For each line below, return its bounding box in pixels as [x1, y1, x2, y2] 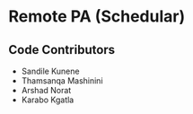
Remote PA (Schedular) [8, 6, 186, 27]
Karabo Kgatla [21, 94, 75, 105]
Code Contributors [8, 42, 116, 57]
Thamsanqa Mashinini [21, 75, 104, 86]
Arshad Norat [21, 85, 72, 95]
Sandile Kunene [21, 66, 80, 76]
